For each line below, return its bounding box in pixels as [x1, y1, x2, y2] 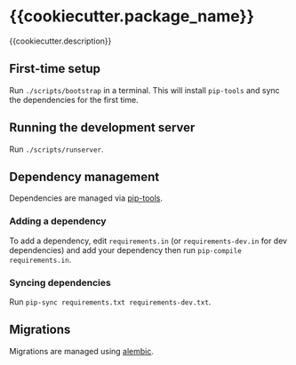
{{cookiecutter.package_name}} [9, 6, 255, 27]
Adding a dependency [9, 215, 107, 227]
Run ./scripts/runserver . [9, 144, 104, 155]
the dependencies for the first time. [9, 94, 140, 105]
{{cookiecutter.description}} [9, 36, 112, 46]
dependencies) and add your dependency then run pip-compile [9, 244, 242, 255]
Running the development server [9, 120, 196, 135]
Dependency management [9, 169, 160, 184]
